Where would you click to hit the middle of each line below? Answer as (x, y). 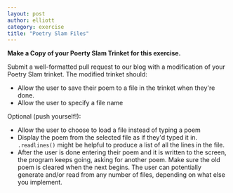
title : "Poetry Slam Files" (48, 33)
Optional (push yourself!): (44, 117)
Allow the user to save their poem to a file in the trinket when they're (116, 88)
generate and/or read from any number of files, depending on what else (121, 175)
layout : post (26, 14)
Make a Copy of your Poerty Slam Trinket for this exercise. (94, 53)
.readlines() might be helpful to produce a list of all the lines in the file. (121, 145)
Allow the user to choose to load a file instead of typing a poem (109, 130)
